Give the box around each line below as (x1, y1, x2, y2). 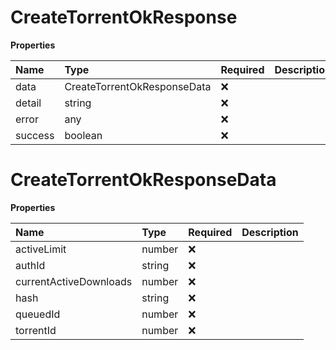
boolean (64, 128, 103, 142)
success (15, 128, 55, 142)
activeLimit (15, 242, 67, 256)
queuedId (15, 307, 61, 321)
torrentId (15, 323, 57, 337)
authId (15, 258, 46, 272)
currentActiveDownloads (15, 274, 133, 288)
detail (15, 96, 42, 110)
